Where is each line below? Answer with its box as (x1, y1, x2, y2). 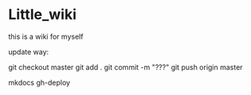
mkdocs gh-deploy (8, 78, 70, 87)
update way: (8, 47, 49, 56)
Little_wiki (8, 6, 77, 24)
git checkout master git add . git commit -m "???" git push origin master (8, 62, 243, 72)
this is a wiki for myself (8, 32, 84, 41)
